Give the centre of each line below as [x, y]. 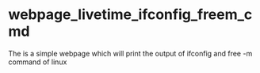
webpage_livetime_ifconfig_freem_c [130, 15]
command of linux [38, 62]
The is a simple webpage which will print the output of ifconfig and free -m [130, 53]
